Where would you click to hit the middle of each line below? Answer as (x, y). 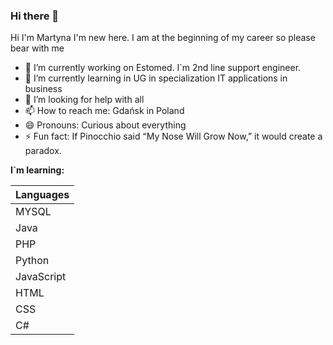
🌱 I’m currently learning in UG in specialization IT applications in (156, 78)
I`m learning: (37, 170)
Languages (42, 195)
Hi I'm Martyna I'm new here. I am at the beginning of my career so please (163, 38)
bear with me (37, 48)
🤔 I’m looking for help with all (84, 100)
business (43, 89)
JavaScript (41, 277)
